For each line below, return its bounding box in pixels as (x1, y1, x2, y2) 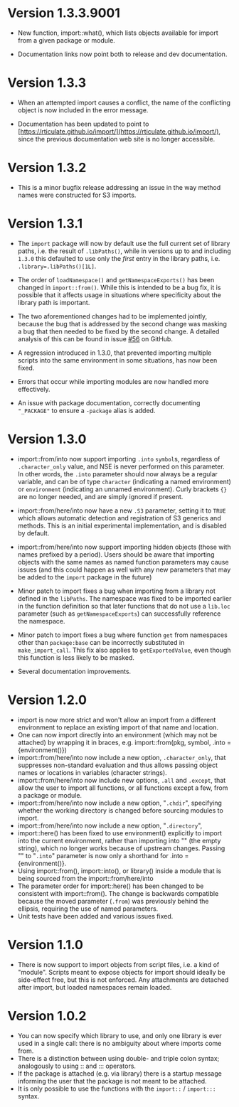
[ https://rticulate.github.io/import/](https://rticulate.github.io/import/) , (17, 127, 221, 136)
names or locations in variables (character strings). (17, 768, 167, 776)
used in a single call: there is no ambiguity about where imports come (17, 1039, 222, 1047)
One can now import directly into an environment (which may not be (17, 730, 218, 739)
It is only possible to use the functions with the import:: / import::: (17, 1084, 216, 1093)
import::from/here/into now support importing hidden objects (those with (17, 542, 231, 551)
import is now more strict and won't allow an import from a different (17, 715, 216, 724)
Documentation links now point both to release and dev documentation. (17, 50, 228, 58)
